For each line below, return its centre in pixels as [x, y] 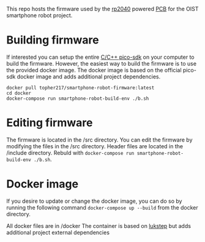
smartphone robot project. [39, 15]
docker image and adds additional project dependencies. [89, 77]
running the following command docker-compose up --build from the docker [102, 207]
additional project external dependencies [58, 232]
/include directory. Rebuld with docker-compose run [70, 153]
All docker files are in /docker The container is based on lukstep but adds [99, 225]
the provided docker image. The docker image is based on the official [94, 70]
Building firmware [53, 40]
